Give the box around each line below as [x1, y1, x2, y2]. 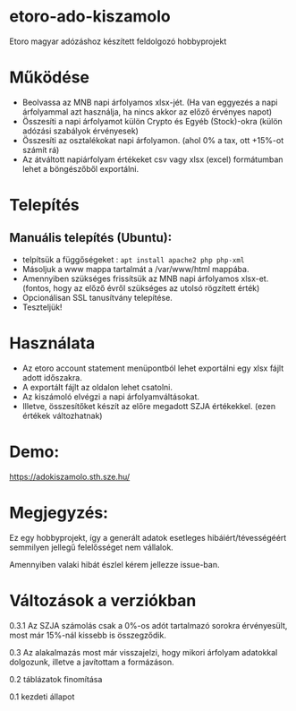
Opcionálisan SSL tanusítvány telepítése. [21, 292, 173, 303]
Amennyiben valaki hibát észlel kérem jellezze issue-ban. [9, 559, 220, 570]
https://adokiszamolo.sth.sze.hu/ [9, 471, 131, 482]
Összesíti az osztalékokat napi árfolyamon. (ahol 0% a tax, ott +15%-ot [21, 134, 284, 145]
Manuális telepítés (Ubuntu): [9, 230, 173, 245]
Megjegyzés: [9, 502, 109, 523]
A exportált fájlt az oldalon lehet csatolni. [21, 381, 173, 392]
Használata [9, 333, 96, 354]
